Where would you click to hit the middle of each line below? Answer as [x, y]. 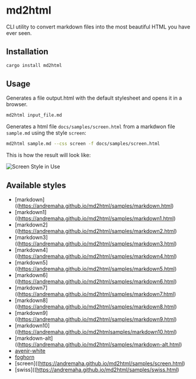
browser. [17, 104]
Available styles [36, 185]
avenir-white [30, 351]
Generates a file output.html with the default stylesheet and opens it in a [94, 98]
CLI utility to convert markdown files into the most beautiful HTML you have [98, 27]
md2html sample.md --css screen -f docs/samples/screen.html [83, 144]
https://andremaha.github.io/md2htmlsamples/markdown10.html [97, 332]
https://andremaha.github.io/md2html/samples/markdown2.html [97, 231]
